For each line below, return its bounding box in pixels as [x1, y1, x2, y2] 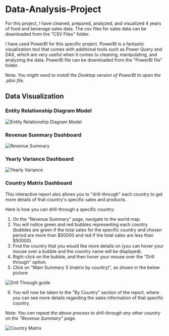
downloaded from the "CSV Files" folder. [5, 31, 90, 37]
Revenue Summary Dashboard [5, 131, 82, 138]
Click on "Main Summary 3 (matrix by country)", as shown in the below [12, 264, 160, 270]
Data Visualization [5, 92, 64, 101]
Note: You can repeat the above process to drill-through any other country [5, 310, 160, 316]
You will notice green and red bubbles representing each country [12, 221, 148, 227]
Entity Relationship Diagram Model [5, 107, 92, 114]
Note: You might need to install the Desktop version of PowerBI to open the [5, 72, 161, 78]
